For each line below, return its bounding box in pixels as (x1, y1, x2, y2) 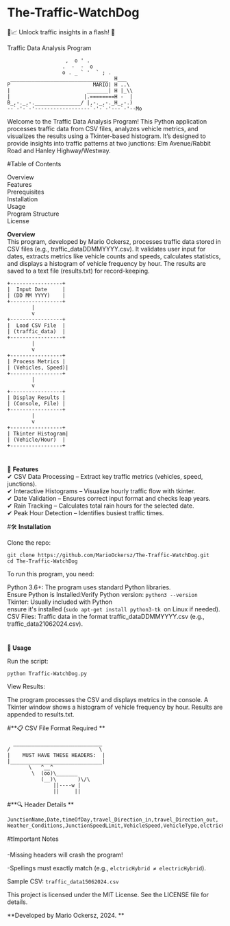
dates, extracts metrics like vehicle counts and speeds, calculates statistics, (7, 252, 221, 260)
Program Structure (7, 210, 60, 218)
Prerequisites (7, 188, 44, 196)
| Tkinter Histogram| (7, 430, 69, 437)
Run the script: (7, 657, 49, 666)
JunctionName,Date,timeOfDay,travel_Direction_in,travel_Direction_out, (7, 816, 219, 824)
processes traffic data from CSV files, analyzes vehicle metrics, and (7, 124, 199, 133)
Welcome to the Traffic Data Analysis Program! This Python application (7, 117, 207, 125)
